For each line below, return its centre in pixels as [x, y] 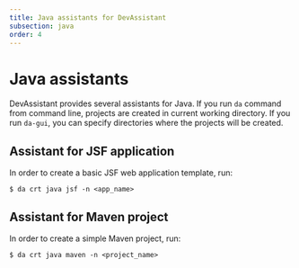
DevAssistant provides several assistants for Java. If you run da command [145, 103]
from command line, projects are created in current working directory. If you [150, 113]
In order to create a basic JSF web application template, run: [121, 173]
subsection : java [42, 26]
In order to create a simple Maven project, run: [95, 238]
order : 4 [26, 34]
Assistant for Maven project [89, 217]
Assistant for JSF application [92, 151]
